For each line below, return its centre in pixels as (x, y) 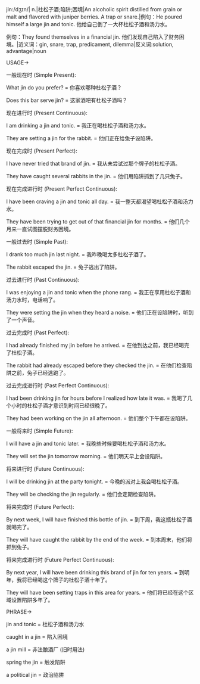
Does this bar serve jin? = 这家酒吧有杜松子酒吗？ (67, 100)
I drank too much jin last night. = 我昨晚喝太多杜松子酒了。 (78, 254)
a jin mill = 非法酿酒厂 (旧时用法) (46, 649)
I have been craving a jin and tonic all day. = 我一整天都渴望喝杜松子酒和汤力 (100, 201)
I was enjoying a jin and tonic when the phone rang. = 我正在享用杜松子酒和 (99, 292)
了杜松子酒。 (22, 353)
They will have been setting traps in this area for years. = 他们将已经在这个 (97, 593)
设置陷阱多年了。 (32, 600)
